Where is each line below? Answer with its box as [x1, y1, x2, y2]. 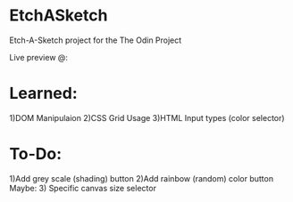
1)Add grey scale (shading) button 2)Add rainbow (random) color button [9, 173, 274, 183]
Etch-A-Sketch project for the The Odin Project [9, 35, 182, 45]
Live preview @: [9, 52, 69, 62]
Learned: [9, 84, 78, 103]
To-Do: [9, 144, 63, 165]
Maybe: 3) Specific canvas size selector [9, 182, 156, 193]
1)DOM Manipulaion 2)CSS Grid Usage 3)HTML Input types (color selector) [9, 112, 285, 123]
